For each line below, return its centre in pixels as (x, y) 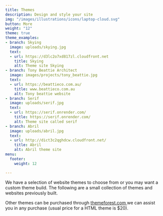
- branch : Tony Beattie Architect (41, 71)
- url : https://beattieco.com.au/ (46, 84)
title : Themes (20, 10)
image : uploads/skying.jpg (38, 47)
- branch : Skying (23, 43)
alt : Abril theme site (38, 150)
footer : (18, 159)
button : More (19, 24)
